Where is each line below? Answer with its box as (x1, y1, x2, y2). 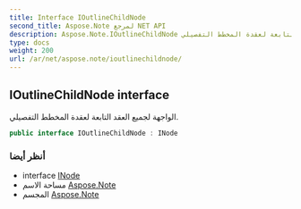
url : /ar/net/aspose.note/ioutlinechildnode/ (9, 54, 182, 63)
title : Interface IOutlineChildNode (9, 13, 146, 22)
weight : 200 (9, 46, 54, 55)
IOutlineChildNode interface (9, 88, 170, 103)
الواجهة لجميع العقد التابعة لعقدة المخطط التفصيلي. (9, 111, 179, 121)
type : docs (9, 38, 50, 47)
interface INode (21, 170, 81, 180)
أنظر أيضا (9, 149, 46, 162)
